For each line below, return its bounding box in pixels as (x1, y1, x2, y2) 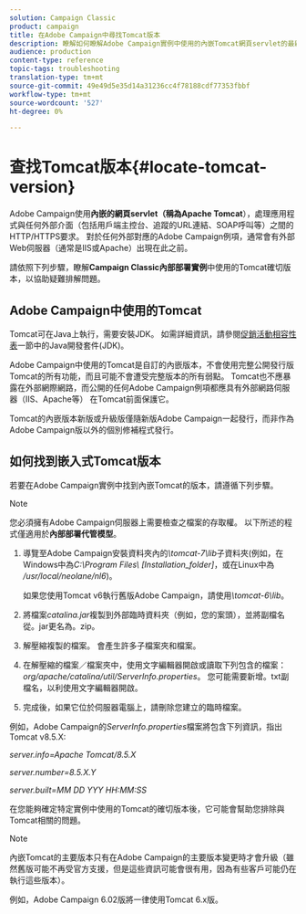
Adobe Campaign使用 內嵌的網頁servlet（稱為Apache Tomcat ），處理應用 (9, 208, 287, 219)
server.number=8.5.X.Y (9, 766, 97, 777)
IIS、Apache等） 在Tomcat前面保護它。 (25, 394, 175, 404)
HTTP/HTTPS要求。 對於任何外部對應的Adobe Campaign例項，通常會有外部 (9, 231, 296, 242)
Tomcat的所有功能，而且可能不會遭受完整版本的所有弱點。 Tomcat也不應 (9, 371, 284, 382)
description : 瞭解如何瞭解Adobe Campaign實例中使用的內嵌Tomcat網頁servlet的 (9, 38, 289, 48)
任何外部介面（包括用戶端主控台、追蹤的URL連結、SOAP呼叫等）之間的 (25, 220, 294, 231)
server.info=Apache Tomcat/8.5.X (9, 749, 137, 760)
